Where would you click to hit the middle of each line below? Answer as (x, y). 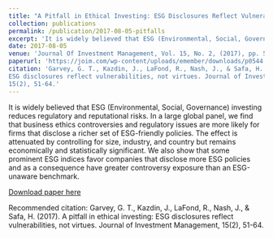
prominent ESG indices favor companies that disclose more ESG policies (130, 158)
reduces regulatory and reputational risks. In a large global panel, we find (131, 115)
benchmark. (59, 176)
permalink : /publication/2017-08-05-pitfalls (87, 31)
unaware (23, 176)
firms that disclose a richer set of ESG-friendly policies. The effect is (123, 133)
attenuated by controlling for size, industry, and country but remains (122, 141)
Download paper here (45, 192)
